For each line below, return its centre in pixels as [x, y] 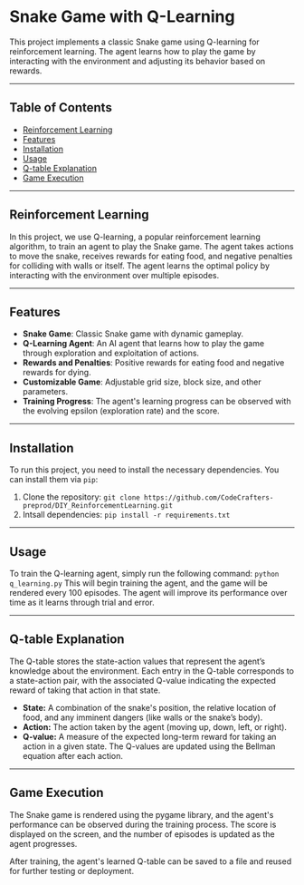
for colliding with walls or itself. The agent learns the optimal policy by [139, 266]
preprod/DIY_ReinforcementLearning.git [98, 506]
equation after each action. [73, 755]
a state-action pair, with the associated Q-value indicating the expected [142, 680]
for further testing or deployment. [71, 870]
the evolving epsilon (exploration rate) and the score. [121, 411]
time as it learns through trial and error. [82, 602]
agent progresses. [43, 843]
